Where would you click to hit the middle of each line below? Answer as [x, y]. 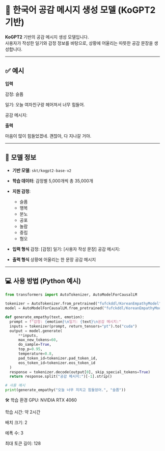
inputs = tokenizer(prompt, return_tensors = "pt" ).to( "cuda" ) [73, 326]
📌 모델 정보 [21, 158]
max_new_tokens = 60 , [38, 340]
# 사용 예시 [15, 386]
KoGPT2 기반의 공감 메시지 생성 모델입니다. [47, 37]
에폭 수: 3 [14, 433]
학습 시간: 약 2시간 [23, 412]
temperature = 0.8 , [36, 354]
